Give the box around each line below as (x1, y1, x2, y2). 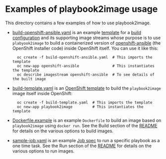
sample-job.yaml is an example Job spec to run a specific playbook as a (12, 137, 160, 143)
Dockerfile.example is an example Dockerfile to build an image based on (12, 117, 162, 123)
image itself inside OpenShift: (12, 90, 73, 96)
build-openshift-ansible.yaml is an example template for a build (12, 29, 141, 35)
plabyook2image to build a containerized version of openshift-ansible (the (12, 40, 161, 46)
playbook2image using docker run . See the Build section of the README (12, 122, 158, 128)
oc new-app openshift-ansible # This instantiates (17, 63, 155, 68)
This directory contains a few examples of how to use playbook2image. (5, 20, 151, 26)
